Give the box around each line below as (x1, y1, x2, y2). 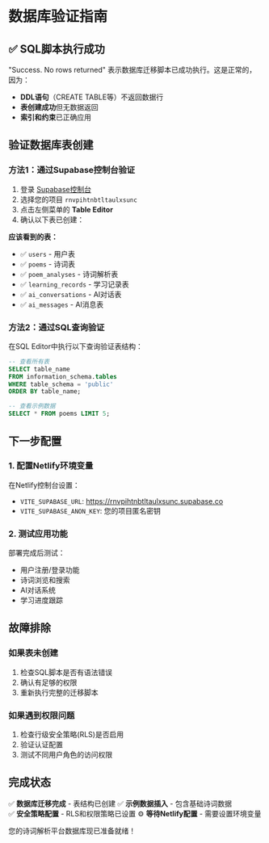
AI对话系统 (19, 585, 57, 595)
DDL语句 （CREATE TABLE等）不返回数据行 (19, 92, 164, 102)
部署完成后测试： (8, 548, 65, 558)
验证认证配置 (19, 740, 63, 749)
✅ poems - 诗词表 (19, 259, 75, 269)
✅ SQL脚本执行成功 (8, 42, 105, 56)
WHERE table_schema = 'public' (8, 380, 114, 388)
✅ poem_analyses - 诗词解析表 (19, 269, 119, 279)
